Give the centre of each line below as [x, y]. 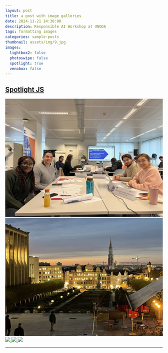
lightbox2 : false [28, 52]
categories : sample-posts [32, 37]
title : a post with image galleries [43, 16]
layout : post [19, 10]
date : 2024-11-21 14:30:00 [33, 21]
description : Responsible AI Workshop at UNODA [56, 26]
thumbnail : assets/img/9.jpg [35, 42]
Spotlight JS [25, 89]
